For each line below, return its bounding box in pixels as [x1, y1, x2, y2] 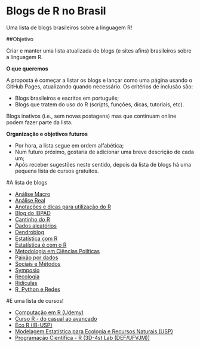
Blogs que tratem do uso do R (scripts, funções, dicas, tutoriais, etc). [14, 100, 184, 108]
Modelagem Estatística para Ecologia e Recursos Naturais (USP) [14, 327, 173, 335]
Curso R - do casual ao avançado [14, 315, 97, 322]
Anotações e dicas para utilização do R [14, 203, 112, 210]
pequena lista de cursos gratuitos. [14, 167, 99, 174]
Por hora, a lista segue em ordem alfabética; [14, 142, 124, 149]
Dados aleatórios [14, 222, 57, 229]
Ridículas [14, 279, 38, 286]
